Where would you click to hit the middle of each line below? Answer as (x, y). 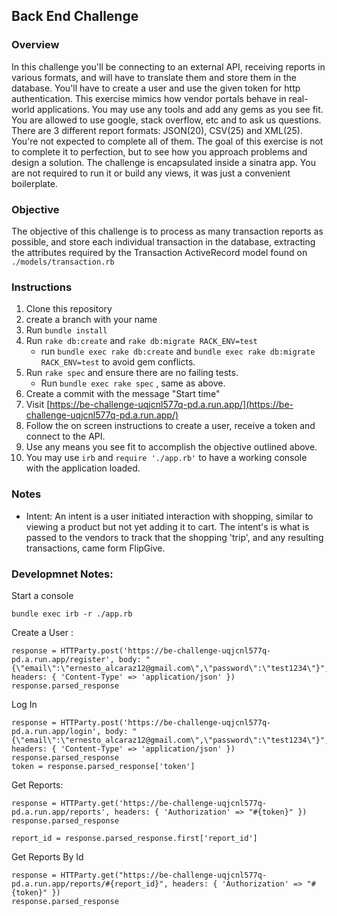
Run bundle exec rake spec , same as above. (133, 383)
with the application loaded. (83, 468)
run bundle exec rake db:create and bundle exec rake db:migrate (178, 351)
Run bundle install (66, 330)
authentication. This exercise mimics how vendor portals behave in (149, 98)
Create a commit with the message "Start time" (123, 394)
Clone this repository (69, 309)
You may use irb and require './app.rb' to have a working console (166, 458)
